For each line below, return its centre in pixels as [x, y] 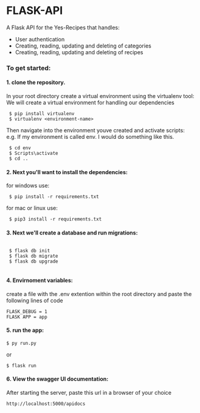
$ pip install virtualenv [42, 114]
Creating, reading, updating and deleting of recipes [79, 52]
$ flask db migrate [34, 256]
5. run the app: [25, 330]
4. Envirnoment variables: [40, 280]
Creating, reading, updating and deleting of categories [83, 46]
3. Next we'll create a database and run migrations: [72, 233]
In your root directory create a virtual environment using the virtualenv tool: [100, 96]
